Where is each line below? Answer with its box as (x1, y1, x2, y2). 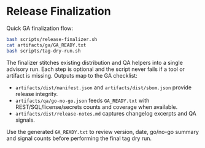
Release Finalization (6, 4, 112, 18)
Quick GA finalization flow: (6, 24, 74, 32)
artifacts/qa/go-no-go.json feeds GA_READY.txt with (15, 97, 150, 104)
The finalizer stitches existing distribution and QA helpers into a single (6, 59, 183, 66)
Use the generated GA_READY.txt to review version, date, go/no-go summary (6, 128, 199, 135)
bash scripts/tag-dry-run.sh (6, 48, 81, 54)
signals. (15, 116, 36, 124)
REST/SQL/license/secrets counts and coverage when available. (15, 103, 178, 111)
